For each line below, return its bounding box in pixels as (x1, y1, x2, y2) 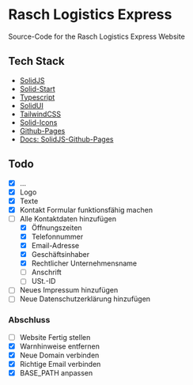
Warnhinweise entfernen (19, 342, 100, 351)
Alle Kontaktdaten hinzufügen (19, 213, 117, 223)
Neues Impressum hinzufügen (19, 285, 119, 295)
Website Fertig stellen (19, 332, 91, 342)
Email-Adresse (31, 241, 80, 250)
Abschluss (8, 315, 51, 326)
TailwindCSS (19, 109, 62, 119)
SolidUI (19, 100, 44, 110)
